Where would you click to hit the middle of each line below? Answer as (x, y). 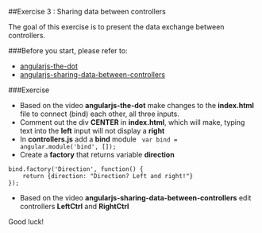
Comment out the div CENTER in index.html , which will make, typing (132, 122)
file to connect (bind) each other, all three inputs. (100, 114)
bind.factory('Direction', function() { (76, 169)
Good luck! (26, 221)
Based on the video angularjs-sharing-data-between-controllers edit (135, 198)
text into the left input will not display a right (92, 131)
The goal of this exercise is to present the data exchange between (116, 27)
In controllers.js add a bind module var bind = (98, 139)
